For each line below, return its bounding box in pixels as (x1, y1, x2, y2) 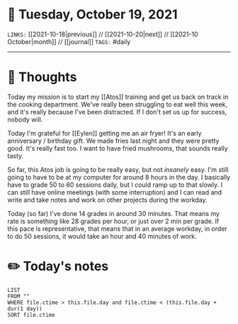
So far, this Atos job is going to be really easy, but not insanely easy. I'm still (7, 165, 229, 173)
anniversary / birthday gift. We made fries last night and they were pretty (7, 136, 220, 145)
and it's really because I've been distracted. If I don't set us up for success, (7, 107, 227, 116)
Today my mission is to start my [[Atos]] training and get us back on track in (7, 92, 229, 101)
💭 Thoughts (7, 69, 77, 85)
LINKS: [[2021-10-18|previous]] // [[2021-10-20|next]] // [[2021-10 (7, 30, 198, 38)
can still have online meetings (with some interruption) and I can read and (7, 188, 222, 196)
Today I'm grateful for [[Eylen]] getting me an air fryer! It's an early (7, 129, 202, 137)
